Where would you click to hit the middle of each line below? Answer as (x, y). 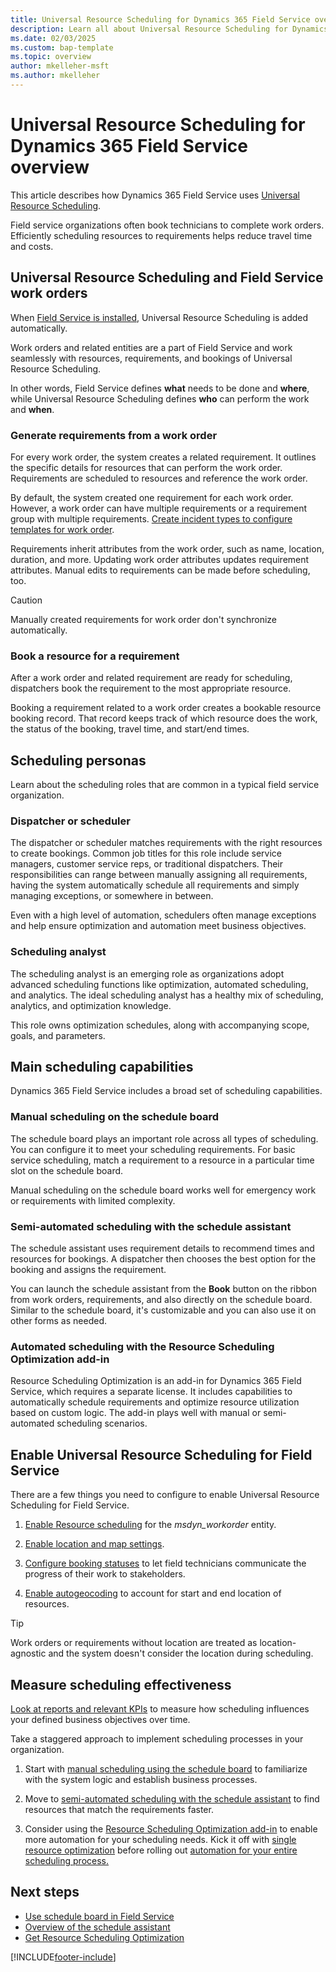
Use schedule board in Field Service (99, 1916)
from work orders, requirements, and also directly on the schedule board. (161, 1300)
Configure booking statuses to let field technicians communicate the (165, 1563)
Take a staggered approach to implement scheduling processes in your (157, 1738)
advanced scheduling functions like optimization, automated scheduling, (159, 984)
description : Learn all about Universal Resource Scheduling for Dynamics (169, 29)
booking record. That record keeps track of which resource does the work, (164, 718)
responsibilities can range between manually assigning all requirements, (159, 875)
